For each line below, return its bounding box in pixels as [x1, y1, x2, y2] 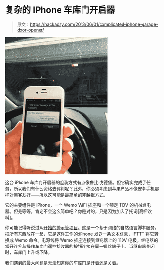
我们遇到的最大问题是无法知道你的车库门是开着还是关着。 [5, 260, 121, 266]
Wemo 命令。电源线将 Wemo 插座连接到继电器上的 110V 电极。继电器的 [14, 237, 159, 243]
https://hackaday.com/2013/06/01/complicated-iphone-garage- [30, 22, 159, 27]
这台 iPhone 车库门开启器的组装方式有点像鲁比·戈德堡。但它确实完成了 [5, 180, 147, 185]
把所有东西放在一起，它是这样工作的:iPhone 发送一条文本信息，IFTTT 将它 [5, 231, 155, 237]
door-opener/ [17, 27, 44, 33]
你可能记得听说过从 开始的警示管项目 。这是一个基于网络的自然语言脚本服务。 [5, 225, 159, 230]
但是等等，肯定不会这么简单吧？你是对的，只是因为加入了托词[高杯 [13, 208, 148, 214]
